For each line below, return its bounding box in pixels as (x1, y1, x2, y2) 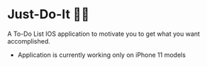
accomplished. (7, 37, 51, 45)
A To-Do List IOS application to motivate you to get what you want (7, 29, 201, 38)
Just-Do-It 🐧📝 (7, 6, 90, 22)
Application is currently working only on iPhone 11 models (17, 51, 186, 59)
